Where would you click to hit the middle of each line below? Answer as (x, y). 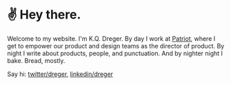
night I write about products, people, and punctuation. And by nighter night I (115, 53)
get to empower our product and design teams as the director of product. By (116, 46)
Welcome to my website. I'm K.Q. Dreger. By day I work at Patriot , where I (111, 38)
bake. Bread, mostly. (36, 60)
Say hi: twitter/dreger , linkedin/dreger (60, 74)
